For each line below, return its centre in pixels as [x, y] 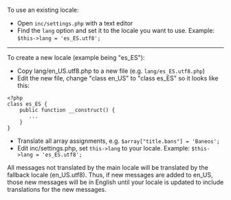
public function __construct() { [67, 110]
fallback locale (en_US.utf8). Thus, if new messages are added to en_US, [110, 175]
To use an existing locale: [43, 10]
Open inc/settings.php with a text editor [75, 23]
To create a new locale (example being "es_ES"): [76, 57]
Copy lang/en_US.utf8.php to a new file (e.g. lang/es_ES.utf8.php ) [111, 71]
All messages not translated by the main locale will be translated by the [108, 167]
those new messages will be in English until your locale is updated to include [115, 182]
